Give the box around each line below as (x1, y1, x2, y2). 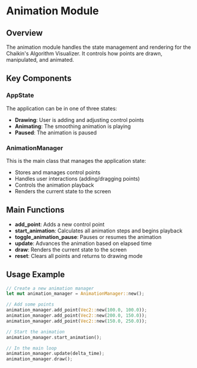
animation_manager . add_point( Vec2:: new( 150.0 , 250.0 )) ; (6, 318, 147, 324)
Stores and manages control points (14, 168, 101, 176)
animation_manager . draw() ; (6, 356, 73, 362)
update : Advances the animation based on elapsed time (14, 240, 152, 247)
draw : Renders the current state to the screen (14, 246, 127, 253)
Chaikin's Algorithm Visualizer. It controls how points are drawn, (6, 50, 163, 57)
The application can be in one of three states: (6, 105, 117, 112)
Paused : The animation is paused (14, 129, 97, 136)
